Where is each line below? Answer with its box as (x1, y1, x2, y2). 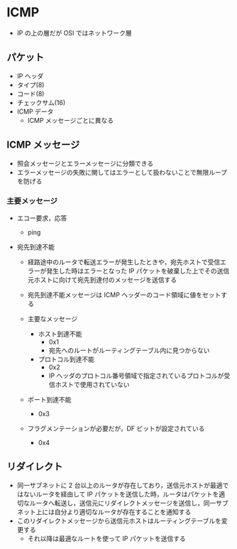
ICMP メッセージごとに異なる (27, 116, 114, 124)
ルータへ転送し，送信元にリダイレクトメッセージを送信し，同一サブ (29, 499, 228, 507)
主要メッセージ (6, 196, 58, 206)
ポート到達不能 (27, 395, 72, 403)
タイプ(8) (16, 80, 45, 89)
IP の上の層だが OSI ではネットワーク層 (16, 28, 132, 37)
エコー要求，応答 (16, 214, 67, 222)
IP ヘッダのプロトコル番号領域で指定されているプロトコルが (48, 371, 224, 380)
